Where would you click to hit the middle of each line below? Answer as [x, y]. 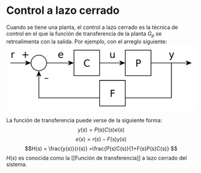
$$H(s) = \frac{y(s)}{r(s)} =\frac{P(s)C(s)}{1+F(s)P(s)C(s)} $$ [101, 149]
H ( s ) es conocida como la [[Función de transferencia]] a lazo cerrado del [97, 158]
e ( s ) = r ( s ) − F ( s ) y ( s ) [101, 139]
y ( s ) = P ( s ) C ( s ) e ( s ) [101, 130]
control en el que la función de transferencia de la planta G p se [84, 34]
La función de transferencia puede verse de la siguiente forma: [84, 121]
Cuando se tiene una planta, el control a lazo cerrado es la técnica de [92, 27]
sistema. [17, 165]
